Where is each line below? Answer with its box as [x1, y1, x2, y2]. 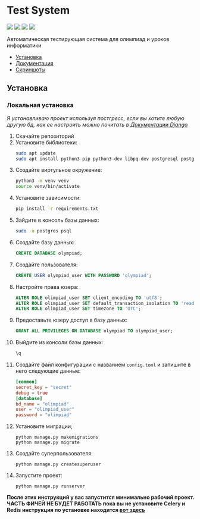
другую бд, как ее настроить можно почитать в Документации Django [7, 121, 188, 128]
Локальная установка [7, 101, 74, 109]
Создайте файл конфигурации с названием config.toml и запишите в [15, 361, 191, 368]
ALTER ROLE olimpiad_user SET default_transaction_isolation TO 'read [15, 300, 195, 306]
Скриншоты [15, 66, 46, 73]
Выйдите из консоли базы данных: [15, 339, 104, 346]
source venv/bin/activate [15, 184, 80, 190]
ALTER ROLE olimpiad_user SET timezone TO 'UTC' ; [15, 306, 142, 312]
